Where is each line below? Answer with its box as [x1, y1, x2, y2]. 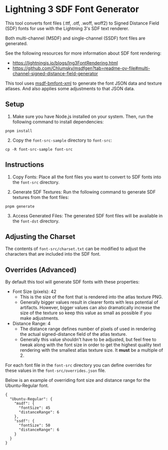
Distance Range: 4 [12, 321, 51, 327]
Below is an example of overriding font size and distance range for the [5, 377, 150, 383]
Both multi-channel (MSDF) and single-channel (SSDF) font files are [5, 35, 145, 41]
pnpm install [5, 128, 33, 133]
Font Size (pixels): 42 [12, 289, 57, 295]
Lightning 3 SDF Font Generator [5, 4, 139, 15]
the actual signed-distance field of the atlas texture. [20, 331, 127, 337]
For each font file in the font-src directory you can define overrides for [5, 362, 152, 368]
